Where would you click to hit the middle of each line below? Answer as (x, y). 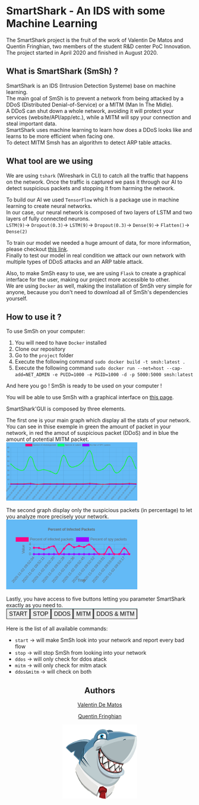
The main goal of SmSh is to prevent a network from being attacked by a (95, 98)
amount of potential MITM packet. (48, 439)
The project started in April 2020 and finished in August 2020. (82, 52)
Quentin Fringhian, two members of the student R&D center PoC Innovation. (99, 46)
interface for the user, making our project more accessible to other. (88, 279)
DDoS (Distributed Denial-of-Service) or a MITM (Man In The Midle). (90, 105)
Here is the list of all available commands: (57, 629)
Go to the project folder (44, 355)
